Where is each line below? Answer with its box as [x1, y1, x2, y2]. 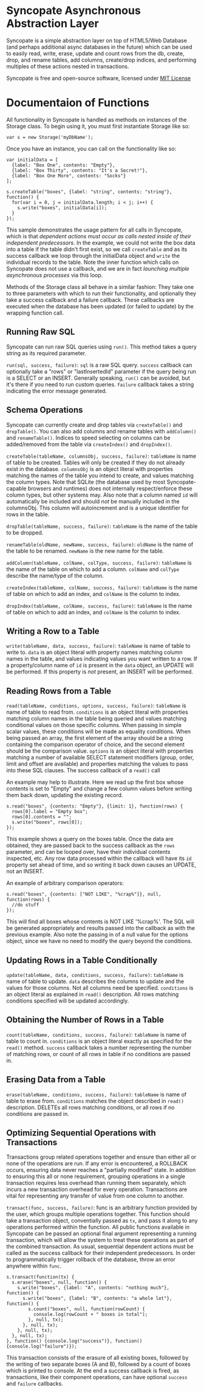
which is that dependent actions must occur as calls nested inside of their [6, 232, 191, 240]
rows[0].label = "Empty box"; [12, 809, 88, 815]
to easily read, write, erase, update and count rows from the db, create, [6, 49, 185, 57]
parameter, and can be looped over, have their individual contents [6, 848, 171, 856]
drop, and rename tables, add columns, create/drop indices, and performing [6, 56, 197, 63]
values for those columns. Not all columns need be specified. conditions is [6, 984, 194, 991]
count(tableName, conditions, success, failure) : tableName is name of [6, 1031, 187, 1038]
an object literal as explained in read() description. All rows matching [6, 990, 179, 998]
